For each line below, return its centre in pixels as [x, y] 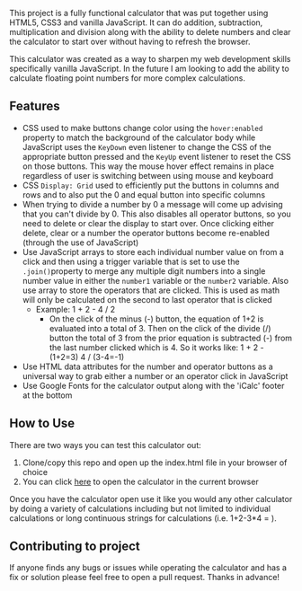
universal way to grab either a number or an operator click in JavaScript [155, 375]
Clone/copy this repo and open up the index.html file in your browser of [155, 463]
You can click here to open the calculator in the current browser [140, 481]
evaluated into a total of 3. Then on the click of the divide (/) [160, 328]
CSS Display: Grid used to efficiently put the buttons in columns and [151, 185]
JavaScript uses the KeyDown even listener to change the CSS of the [147, 146]
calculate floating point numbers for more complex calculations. [127, 78]
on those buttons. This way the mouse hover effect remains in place [148, 166]
